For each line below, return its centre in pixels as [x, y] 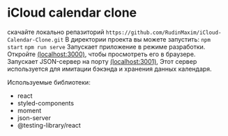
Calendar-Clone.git [36, 40]
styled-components [46, 103]
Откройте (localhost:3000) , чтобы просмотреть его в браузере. [101, 54]
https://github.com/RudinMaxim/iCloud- [164, 33]
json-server [34, 118]
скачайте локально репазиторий [56, 32]
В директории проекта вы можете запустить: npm [138, 39]
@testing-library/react [49, 125]
